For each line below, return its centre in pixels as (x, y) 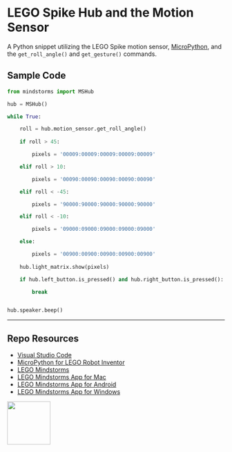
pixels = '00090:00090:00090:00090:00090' (94, 179)
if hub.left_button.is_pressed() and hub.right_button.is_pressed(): (122, 279)
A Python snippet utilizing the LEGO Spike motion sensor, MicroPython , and (115, 46)
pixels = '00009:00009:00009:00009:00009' (94, 154)
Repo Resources (43, 338)
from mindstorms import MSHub (51, 91)
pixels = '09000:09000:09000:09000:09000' (94, 229)
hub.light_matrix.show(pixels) (65, 267)
